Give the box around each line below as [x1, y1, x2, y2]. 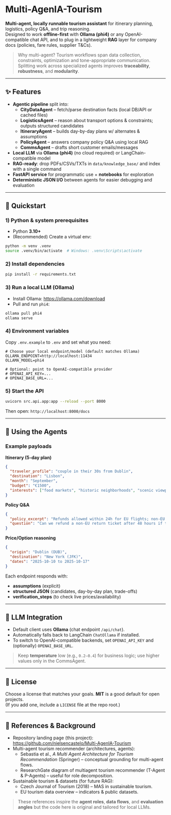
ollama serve [5, 315, 33, 321]
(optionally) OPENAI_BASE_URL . [12, 643, 74, 649]
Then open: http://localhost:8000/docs [5, 408, 90, 414]
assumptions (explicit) [12, 583, 61, 589]
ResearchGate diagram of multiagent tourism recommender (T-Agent [20, 767, 165, 773]
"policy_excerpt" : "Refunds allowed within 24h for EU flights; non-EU [10, 516, 165, 522]
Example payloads [5, 443, 52, 450]
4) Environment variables [5, 327, 69, 335]
